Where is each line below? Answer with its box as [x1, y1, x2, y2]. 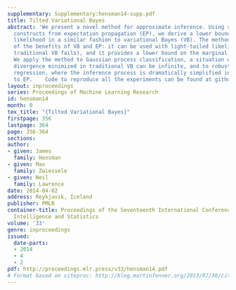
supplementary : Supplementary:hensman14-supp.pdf [7, 10, 156, 18]
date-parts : [13, 239, 49, 246]
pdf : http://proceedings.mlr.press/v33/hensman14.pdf [7, 265, 169, 272]
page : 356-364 [7, 128, 49, 135]
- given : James [7, 148, 52, 155]
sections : [7, 134, 37, 141]
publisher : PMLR [7, 200, 55, 208]
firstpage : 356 [7, 115, 52, 122]
